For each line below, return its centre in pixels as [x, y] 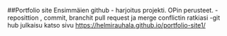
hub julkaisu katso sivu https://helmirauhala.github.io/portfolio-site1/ [106, 25]
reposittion [23, 18]
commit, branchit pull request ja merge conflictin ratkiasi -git [132, 18]
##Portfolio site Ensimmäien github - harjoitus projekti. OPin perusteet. [111, 10]
